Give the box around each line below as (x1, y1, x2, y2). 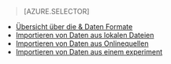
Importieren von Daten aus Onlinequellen (15, 39, 149, 48)
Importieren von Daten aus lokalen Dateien (15, 31, 154, 40)
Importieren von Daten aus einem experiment (15, 47, 163, 56)
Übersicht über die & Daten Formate (15, 22, 133, 31)
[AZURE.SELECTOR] (23, 7, 90, 16)
